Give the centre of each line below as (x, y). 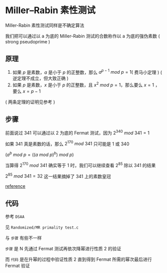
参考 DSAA (15, 216)
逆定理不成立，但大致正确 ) (40, 78)
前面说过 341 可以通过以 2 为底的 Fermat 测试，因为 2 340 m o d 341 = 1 (77, 132)
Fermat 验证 (18, 265)
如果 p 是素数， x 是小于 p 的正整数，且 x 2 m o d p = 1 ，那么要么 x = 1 (83, 85)
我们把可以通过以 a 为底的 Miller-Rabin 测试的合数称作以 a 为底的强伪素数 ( (82, 36)
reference (15, 186)
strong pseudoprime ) (28, 41)
